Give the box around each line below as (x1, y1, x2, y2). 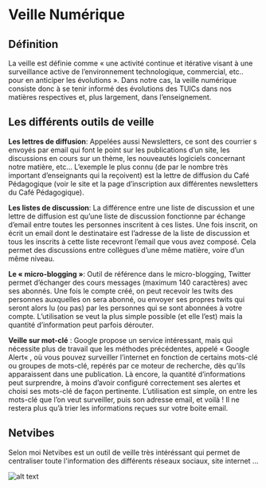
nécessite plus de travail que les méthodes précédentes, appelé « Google (8, 344, 250, 353)
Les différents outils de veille (8, 116, 155, 129)
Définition (8, 37, 58, 51)
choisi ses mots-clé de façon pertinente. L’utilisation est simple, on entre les (8, 386, 257, 396)
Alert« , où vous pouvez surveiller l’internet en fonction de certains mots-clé (8, 352, 258, 362)
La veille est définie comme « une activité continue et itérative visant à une (8, 58, 253, 68)
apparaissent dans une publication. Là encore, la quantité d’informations (8, 369, 245, 379)
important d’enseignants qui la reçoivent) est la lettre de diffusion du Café (8, 170, 249, 180)
